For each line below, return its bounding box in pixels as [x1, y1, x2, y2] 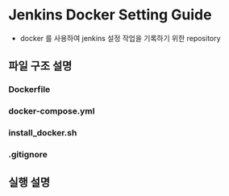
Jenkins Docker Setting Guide [8, 6, 212, 24]
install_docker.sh [8, 127, 77, 139]
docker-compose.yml [8, 106, 95, 117]
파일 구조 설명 [8, 59, 73, 73]
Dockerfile [8, 84, 51, 95]
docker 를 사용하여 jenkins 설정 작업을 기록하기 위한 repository [19, 33, 221, 43]
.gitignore [8, 149, 48, 161]
